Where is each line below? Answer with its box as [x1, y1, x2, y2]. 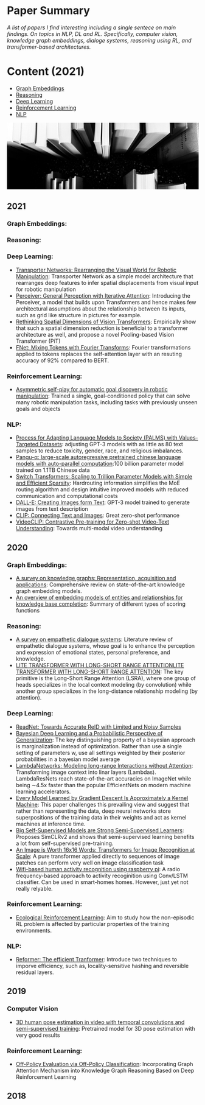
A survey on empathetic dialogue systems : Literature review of [15, 636, 173, 643]
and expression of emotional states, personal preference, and [15, 649, 170, 656]
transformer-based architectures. [7, 43, 91, 51]
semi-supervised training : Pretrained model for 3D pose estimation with [15, 1025, 195, 1032]
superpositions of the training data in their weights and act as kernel [15, 813, 187, 821]
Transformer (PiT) [15, 337, 61, 345]
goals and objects [15, 405, 61, 412]
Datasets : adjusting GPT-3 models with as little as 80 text [40, 441, 183, 448]
